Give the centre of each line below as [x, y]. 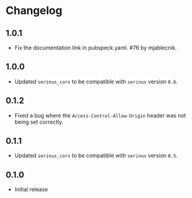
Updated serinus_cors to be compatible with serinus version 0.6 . [96, 81]
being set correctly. [39, 122]
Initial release [31, 189]
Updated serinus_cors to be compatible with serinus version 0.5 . [96, 155]
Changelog [34, 11]
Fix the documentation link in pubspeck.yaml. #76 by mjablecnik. [96, 48]
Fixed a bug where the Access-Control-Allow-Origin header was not [100, 115]
